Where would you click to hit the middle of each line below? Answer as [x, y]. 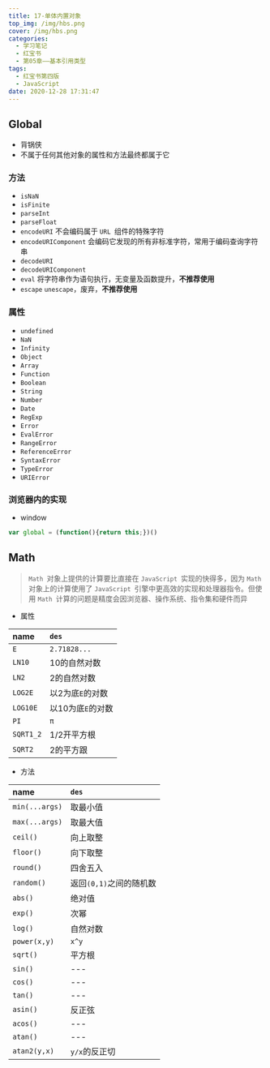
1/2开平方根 [73, 735]
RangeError [39, 443]
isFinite [35, 205]
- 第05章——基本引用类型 [51, 62]
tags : [17, 69]
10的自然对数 [75, 663]
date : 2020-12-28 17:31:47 [54, 91]
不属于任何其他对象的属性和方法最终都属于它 [95, 155]
